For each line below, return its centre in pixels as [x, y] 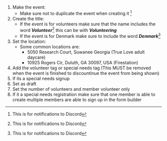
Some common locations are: [50, 46]
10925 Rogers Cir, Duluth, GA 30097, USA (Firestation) [83, 62]
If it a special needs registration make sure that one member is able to [84, 94]
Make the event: [29, 7]
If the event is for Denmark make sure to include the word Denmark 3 [90, 36]
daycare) [36, 57]
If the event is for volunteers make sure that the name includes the [87, 24]
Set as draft [24, 84]
